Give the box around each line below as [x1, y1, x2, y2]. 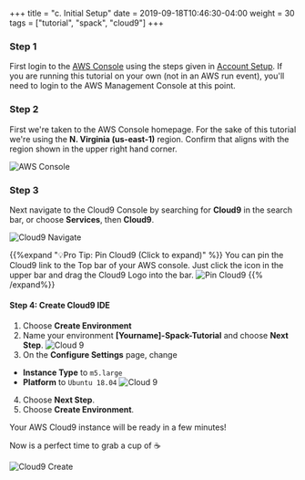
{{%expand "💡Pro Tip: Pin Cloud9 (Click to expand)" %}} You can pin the [9, 249, 284, 260]
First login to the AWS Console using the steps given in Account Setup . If [9, 61, 283, 72]
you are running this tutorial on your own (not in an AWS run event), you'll [9, 70, 285, 81]
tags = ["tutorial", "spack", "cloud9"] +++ [9, 17, 164, 28]
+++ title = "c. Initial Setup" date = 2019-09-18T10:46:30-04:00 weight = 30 [9, 8, 295, 18]
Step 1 [9, 40, 37, 53]
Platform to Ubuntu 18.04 [22, 377, 117, 388]
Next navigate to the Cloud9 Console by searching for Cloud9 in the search [9, 204, 293, 215]
